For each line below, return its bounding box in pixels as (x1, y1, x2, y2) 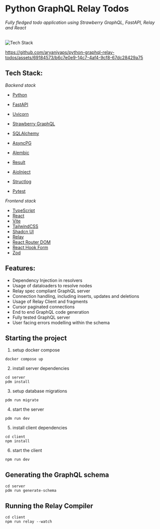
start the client (12, 447, 42, 453)
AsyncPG (12, 140, 32, 146)
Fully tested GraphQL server (12, 314, 71, 320)
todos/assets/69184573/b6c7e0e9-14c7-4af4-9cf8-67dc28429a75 (5, 54, 143, 60)
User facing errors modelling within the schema (12, 319, 110, 326)
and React (5, 24, 26, 30)
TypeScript (12, 207, 35, 213)
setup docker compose (12, 347, 60, 353)
